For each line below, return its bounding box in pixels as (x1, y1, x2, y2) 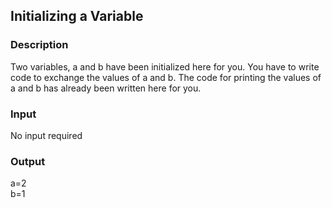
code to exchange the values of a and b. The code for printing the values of (10, 71, 322, 83)
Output (10, 154, 46, 168)
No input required (10, 129, 83, 141)
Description (10, 38, 69, 52)
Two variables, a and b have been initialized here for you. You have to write (10, 60, 320, 73)
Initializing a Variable (10, 8, 144, 25)
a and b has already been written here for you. (10, 82, 202, 94)
